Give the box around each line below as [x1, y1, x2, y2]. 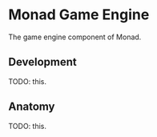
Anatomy [8, 100, 55, 114]
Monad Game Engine [8, 6, 150, 24]
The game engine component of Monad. [8, 32, 142, 42]
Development [8, 55, 78, 69]
